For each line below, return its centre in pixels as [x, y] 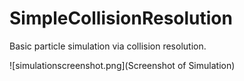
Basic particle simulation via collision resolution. [108, 46]
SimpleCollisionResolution [121, 18]
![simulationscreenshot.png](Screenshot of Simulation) [122, 65]
